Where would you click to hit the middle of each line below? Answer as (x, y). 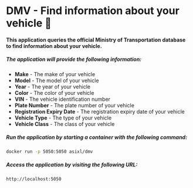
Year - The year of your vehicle (53, 87)
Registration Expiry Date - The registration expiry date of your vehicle (99, 111)
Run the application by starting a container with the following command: (97, 137)
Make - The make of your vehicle (55, 74)
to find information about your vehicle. (54, 46)
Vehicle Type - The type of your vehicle (63, 118)
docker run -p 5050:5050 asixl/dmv (50, 151)
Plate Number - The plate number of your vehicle (75, 105)
